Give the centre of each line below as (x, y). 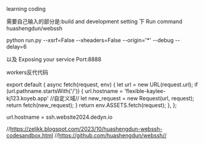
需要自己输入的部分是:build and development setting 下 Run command (94, 21)
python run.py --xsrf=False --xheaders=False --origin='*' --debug (90, 40)
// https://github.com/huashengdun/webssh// (111, 135)
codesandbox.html (30, 135)
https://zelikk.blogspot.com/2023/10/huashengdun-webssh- (86, 129)
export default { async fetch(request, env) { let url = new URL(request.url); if (102, 84)
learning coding (26, 9)
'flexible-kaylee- (145, 91)
